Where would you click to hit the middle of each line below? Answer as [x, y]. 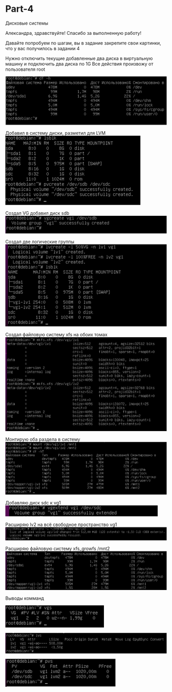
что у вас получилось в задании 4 [42, 48]
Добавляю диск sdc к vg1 [33, 502]
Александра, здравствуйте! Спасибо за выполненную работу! [73, 33]
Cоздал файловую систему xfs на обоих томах [57, 335]
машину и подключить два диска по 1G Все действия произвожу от [79, 64]
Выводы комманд [25, 598]
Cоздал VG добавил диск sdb [37, 213]
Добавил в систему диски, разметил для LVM [56, 133]
